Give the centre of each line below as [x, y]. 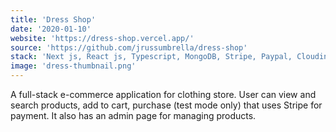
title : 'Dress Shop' [53, 19]
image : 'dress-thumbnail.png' [73, 66]
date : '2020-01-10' [51, 29]
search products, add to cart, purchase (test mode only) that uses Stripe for [166, 105]
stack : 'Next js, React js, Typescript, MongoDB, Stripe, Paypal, [151, 57]
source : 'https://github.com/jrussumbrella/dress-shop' [129, 47]
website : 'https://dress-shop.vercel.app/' [102, 38]
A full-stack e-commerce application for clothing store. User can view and [163, 94]
